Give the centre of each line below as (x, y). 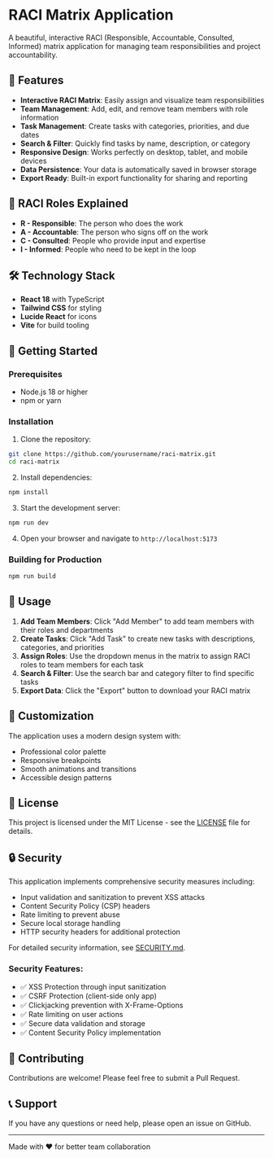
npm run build (32, 577)
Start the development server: (70, 507)
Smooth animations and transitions (78, 769)
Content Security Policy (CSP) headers (85, 906)
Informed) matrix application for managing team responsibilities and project (134, 46)
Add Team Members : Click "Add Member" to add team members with (137, 621)
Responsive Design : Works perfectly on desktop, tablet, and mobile (134, 151)
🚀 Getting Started (53, 351)
